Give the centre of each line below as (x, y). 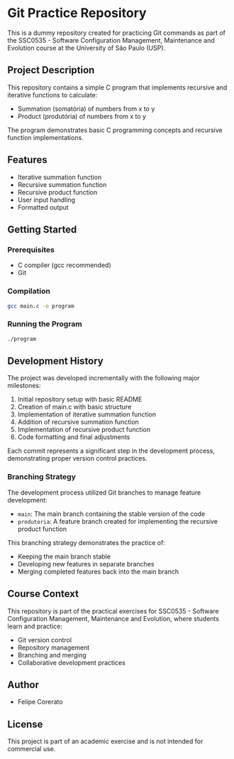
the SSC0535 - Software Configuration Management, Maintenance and (111, 40)
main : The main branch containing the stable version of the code (111, 514)
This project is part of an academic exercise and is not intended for (105, 741)
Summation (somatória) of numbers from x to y (86, 109)
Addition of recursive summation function (78, 422)
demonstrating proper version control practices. (77, 458)
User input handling (46, 200)
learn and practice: (35, 626)
